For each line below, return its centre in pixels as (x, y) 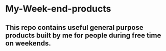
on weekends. (28, 43)
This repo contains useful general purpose (75, 28)
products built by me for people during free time (83, 35)
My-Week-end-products (58, 9)
